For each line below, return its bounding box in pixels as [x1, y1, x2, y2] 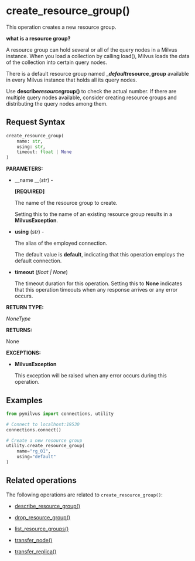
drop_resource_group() [14, 513, 71, 521]
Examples [6, 395, 43, 405]
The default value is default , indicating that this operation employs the [14, 251, 184, 258]
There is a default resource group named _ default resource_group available [6, 70, 189, 77]
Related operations [6, 475, 77, 485]
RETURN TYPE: [6, 304, 44, 311]
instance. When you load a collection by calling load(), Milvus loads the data [6, 52, 190, 59]
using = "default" [16, 454, 57, 460]
